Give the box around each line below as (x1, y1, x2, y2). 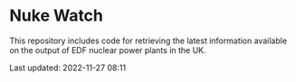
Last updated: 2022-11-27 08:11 (9, 62, 127, 73)
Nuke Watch (9, 5, 104, 26)
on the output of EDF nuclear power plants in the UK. (9, 44, 206, 55)
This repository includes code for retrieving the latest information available (9, 35, 288, 46)
